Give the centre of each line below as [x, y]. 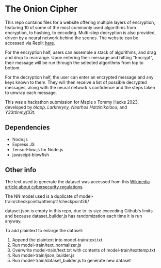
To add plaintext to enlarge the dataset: [44, 230]
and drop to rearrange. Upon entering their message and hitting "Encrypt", [79, 57]
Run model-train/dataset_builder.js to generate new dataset [71, 260]
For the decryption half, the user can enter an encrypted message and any [79, 77]
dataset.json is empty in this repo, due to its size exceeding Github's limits [79, 211]
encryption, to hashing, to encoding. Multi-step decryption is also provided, [80, 32]
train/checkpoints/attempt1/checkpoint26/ [47, 201]
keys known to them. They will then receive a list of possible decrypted [76, 82]
